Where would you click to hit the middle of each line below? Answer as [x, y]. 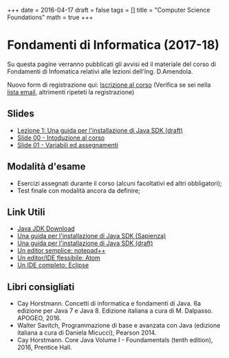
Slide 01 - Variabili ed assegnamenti [68, 145]
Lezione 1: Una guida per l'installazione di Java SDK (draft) [100, 130]
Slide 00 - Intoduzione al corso [61, 138]
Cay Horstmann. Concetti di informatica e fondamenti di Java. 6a [109, 304]
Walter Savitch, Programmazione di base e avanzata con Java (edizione [119, 326]
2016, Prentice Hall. [44, 348]
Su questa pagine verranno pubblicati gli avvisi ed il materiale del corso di [112, 64]
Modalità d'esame [46, 167]
